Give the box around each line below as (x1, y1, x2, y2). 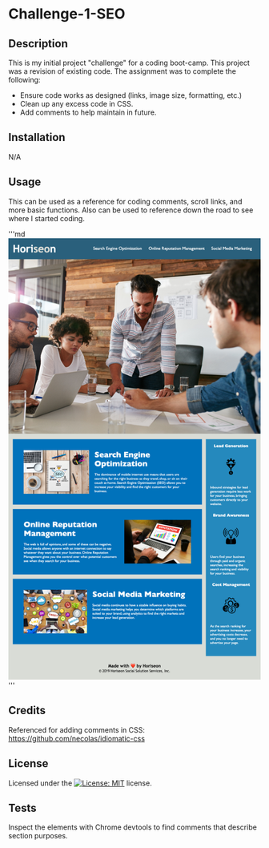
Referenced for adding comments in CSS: (8, 725, 146, 734)
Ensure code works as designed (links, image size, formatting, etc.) (19, 91, 243, 100)
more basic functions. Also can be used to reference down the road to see (8, 205, 254, 215)
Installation (8, 131, 66, 144)
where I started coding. (8, 213, 86, 223)
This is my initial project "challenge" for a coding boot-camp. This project (8, 58, 250, 67)
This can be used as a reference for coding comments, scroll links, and (8, 196, 243, 206)
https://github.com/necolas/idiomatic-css (8, 733, 146, 743)
